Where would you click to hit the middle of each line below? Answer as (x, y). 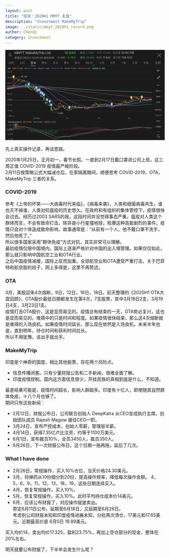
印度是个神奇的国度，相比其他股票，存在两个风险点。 (61, 362)
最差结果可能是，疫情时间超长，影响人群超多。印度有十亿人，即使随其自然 (83, 390)
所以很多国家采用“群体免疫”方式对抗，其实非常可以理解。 (65, 242)
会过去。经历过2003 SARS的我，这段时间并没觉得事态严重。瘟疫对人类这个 (84, 216)
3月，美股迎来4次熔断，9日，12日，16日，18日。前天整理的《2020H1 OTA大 (85, 293)
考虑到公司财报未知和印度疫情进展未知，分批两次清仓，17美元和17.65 (84, 515)
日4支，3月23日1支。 (27, 305)
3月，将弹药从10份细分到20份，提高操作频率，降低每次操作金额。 (81, 477)
